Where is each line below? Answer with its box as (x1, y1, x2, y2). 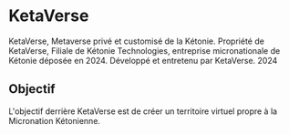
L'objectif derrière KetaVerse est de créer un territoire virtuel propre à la (8, 106, 278, 117)
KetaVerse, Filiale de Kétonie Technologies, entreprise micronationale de (8, 45, 281, 56)
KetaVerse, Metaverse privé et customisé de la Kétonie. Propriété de (8, 36, 265, 46)
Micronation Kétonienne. (8, 115, 101, 126)
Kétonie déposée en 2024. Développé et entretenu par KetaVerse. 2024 (8, 55, 278, 66)
